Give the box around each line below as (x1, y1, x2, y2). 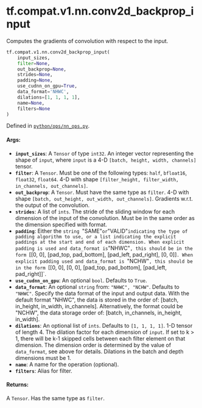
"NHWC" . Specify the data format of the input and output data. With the (15, 289, 190, 297)
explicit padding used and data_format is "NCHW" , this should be (15, 257, 193, 265)
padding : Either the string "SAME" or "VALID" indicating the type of (15, 227, 188, 235)
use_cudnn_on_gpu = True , (17, 83, 78, 89)
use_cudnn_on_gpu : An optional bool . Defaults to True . (15, 277, 147, 284)
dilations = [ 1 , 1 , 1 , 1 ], (17, 94, 80, 100)
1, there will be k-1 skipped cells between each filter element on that (15, 334, 186, 342)
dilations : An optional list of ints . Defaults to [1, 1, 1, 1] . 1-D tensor (15, 322, 193, 329)
